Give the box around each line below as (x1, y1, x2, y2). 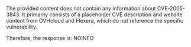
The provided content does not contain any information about (6, 5, 156, 12)
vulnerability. (6, 23, 37, 30)
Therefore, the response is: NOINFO (6, 35, 94, 41)
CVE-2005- (157, 5, 185, 12)
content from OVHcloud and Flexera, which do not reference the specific (6, 17, 183, 24)
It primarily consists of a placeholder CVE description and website (21, 11, 183, 18)
